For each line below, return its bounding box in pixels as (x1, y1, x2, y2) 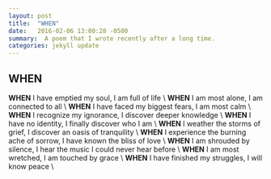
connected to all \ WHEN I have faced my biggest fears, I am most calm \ (8, 102, 252, 111)
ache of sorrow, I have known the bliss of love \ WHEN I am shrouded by (8, 135, 251, 145)
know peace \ (8, 161, 54, 171)
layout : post (8, 11, 53, 20)
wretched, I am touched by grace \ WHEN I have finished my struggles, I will (8, 152, 263, 162)
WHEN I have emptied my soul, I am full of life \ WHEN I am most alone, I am (8, 93, 263, 102)
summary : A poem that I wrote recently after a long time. (8, 34, 216, 43)
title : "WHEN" (8, 19, 60, 27)
